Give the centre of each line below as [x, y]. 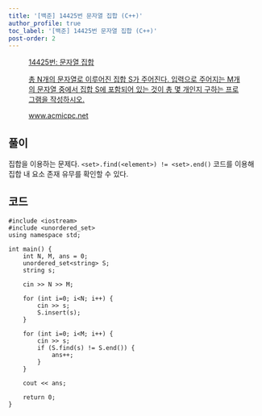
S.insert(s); [59, 312]
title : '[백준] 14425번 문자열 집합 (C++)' [76, 16]
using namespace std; [45, 235]
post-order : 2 [32, 38]
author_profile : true [45, 23]
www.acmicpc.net [58, 116]
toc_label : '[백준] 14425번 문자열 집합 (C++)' [83, 31]
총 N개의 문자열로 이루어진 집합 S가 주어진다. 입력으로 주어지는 [127, 79]
